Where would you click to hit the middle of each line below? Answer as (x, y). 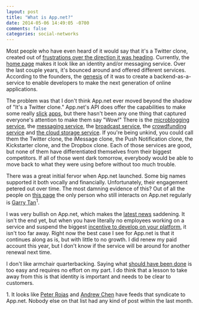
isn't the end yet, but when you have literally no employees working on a (95, 220)
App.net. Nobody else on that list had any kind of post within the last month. (99, 300)
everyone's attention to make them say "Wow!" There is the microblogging (98, 120)
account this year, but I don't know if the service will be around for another (98, 245)
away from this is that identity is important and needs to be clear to (89, 276)
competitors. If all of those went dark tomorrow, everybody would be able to (100, 158)
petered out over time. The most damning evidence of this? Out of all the (96, 189)
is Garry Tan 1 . (23, 202)
